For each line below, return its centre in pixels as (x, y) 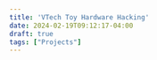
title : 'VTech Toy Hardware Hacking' (79, 17)
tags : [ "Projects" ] (45, 42)
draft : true (31, 34)
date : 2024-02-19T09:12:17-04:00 (71, 26)
